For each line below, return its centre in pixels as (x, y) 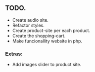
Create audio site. (30, 20)
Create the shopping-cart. (39, 36)
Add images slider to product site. (47, 65)
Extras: (14, 54)
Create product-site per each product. (51, 30)
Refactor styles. (28, 25)
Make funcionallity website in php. (47, 41)
